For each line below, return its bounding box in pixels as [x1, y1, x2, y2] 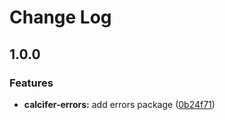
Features [9, 76, 54, 90]
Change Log [9, 6, 112, 29]
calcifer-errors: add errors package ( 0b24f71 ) [23, 98, 216, 110]
